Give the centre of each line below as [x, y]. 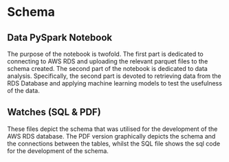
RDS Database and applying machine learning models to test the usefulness [115, 83]
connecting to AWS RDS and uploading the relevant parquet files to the [108, 61]
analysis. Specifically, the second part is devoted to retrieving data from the [114, 76]
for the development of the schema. [58, 151]
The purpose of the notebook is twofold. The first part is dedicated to [106, 54]
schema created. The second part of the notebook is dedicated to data [107, 69]
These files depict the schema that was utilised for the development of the [112, 129]
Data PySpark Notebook [60, 38]
